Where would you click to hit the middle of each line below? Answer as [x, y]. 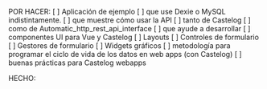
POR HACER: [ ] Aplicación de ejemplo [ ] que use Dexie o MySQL [117, 12]
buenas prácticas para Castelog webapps [77, 63]
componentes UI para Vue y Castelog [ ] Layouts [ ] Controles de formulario [134, 37]
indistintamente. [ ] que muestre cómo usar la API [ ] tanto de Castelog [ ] [129, 20]
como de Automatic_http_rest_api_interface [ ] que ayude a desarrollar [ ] [129, 28]
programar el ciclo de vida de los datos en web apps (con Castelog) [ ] [125, 54]
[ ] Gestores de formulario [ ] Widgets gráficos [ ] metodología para [119, 46]
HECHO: [22, 78]
